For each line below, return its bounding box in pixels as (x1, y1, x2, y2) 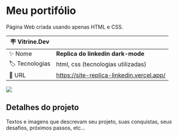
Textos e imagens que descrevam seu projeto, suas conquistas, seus (6, 118, 172, 125)
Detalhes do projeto (6, 103, 79, 113)
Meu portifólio (6, 4, 76, 17)
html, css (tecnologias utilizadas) (56, 60, 147, 68)
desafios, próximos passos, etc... (6, 124, 86, 131)
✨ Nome (9, 50, 32, 58)
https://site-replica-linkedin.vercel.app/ (56, 71, 166, 79)
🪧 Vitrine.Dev (9, 37, 50, 45)
